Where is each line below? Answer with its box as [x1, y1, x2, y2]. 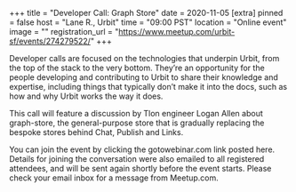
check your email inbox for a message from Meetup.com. [9, 172, 220, 183]
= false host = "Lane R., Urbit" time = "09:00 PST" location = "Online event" [9, 17, 287, 28]
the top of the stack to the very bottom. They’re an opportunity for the [9, 62, 265, 73]
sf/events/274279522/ [9, 36, 92, 46]
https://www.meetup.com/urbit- [118, 27, 236, 36]
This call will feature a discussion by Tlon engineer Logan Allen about [9, 108, 264, 118]
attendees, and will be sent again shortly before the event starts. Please [9, 164, 272, 173]
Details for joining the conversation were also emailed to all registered [9, 154, 265, 164]
